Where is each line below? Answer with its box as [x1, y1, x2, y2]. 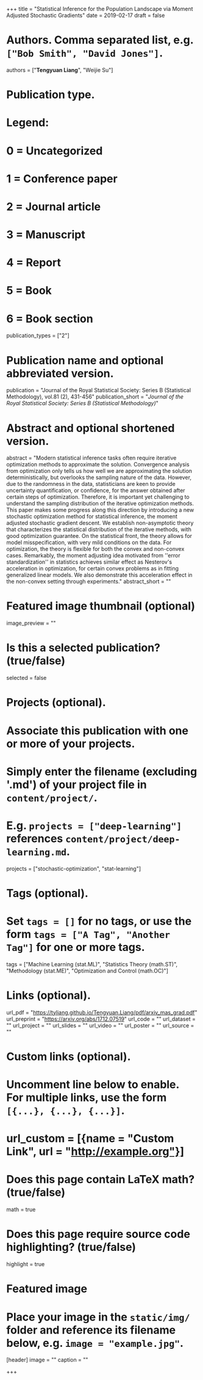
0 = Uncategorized [6, 144, 103, 158]
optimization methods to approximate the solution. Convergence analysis [6, 461, 190, 468]
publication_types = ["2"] [6, 332, 69, 339]
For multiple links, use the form [6, 1091, 167, 1105]
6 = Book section [6, 311, 93, 326]
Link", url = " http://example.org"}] [6, 1144, 185, 1158]
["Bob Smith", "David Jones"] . [6, 46, 163, 60]
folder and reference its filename [6, 1323, 176, 1337]
